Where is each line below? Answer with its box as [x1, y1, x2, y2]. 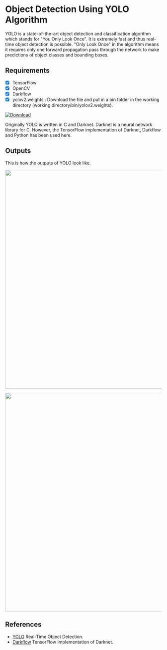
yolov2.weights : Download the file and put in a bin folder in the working [12, 96, 160, 102]
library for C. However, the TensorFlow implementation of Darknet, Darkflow [5, 127, 161, 133]
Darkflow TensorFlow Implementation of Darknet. [12, 639, 113, 645]
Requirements [5, 66, 50, 75]
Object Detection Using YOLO [5, 3, 129, 15]
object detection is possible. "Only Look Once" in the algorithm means [15, 41, 159, 47]
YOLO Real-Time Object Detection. [12, 634, 83, 640]
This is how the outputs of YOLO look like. [5, 160, 91, 166]
